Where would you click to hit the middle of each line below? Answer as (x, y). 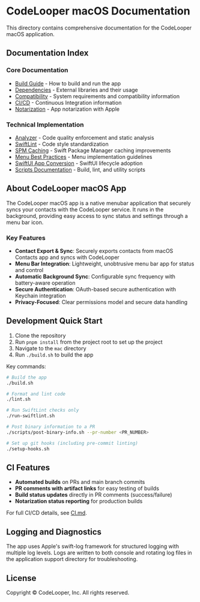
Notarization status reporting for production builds (79, 501)
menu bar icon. (25, 222)
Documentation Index (47, 53)
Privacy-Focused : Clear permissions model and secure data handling (101, 302)
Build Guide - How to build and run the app (68, 83)
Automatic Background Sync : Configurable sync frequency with (95, 277)
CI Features (28, 467)
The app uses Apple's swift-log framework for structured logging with (92, 547)
